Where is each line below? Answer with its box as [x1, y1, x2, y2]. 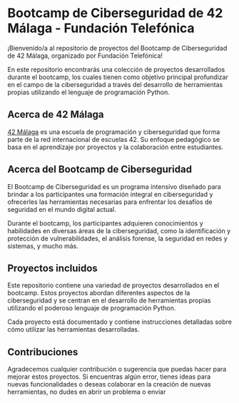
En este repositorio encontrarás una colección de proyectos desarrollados [7, 65, 225, 73]
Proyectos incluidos [7, 262, 98, 274]
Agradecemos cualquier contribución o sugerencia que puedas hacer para [7, 365, 227, 374]
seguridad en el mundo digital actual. [7, 205, 116, 213]
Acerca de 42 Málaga [7, 108, 105, 121]
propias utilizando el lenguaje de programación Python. [7, 88, 170, 96]
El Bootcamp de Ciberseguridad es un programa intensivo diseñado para [7, 182, 221, 190]
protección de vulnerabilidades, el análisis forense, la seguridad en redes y [7, 234, 228, 243]
